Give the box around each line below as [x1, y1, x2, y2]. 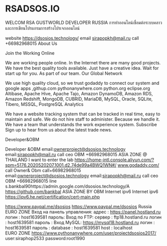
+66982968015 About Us [5, 40, 57, 46]
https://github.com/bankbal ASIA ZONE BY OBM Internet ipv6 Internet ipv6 [5, 188, 159, 195]
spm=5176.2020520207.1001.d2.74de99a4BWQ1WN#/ [5, 162, 117, 168]
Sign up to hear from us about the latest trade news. [5, 127, 112, 133]
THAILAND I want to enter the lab [5, 157, 74, 163]
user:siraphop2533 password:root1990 [5, 235, 85, 241]
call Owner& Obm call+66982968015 [5, 167, 81, 173]
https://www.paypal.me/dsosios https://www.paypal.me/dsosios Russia [5, 203, 152, 210]
